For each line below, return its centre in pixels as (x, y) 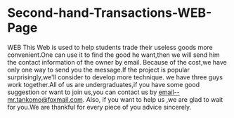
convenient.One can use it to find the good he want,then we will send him (113, 55)
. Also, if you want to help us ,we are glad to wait (153, 99)
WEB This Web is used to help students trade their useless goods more (110, 47)
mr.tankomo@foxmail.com (45, 99)
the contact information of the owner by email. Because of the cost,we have (117, 62)
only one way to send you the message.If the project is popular (98, 70)
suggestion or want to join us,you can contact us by (82, 92)
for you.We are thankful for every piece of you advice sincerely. (99, 107)
